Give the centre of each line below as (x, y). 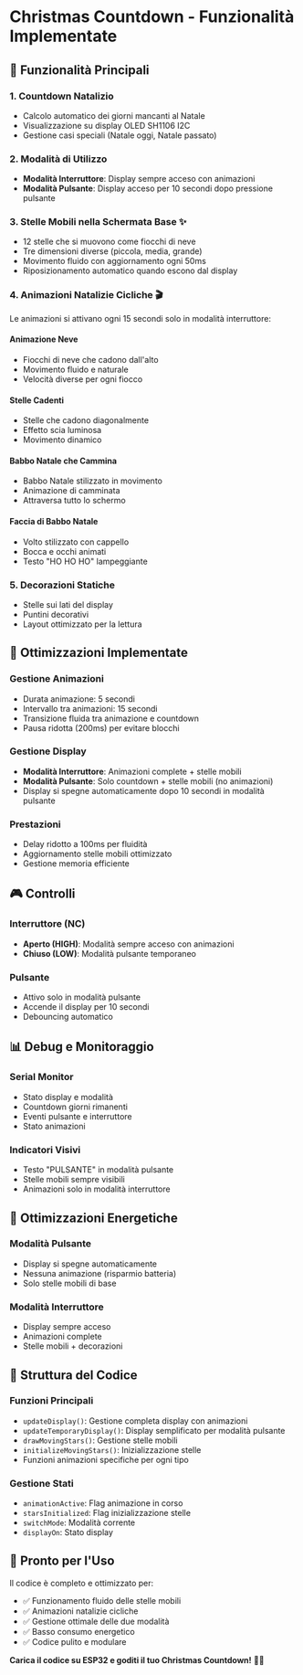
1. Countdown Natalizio (62, 96)
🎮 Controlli (42, 893)
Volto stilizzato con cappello (76, 542)
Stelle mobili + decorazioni (73, 1346)
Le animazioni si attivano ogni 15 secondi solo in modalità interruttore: (141, 318)
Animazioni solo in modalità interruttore (96, 1189)
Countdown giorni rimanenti (75, 1107)
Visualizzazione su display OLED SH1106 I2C (106, 125)
